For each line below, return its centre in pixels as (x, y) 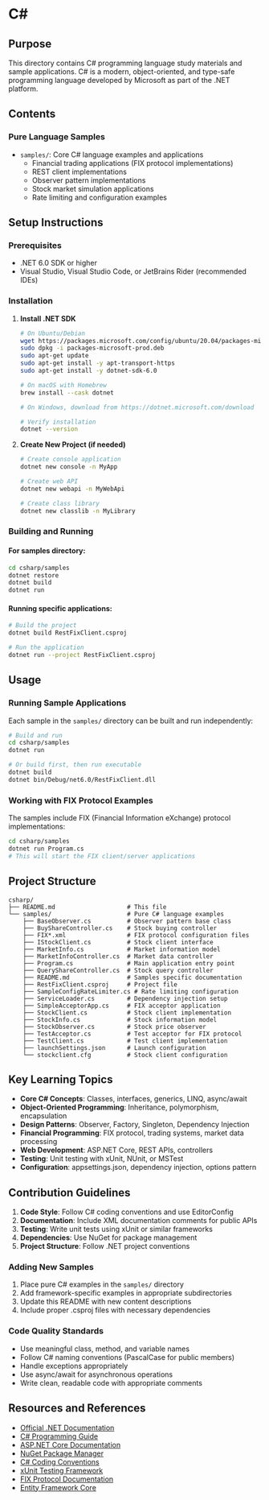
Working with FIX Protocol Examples (81, 800)
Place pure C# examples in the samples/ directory (102, 1284)
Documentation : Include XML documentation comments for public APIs (139, 1221)
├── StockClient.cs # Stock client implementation (127, 1012)
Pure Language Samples (57, 137)
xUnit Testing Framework (61, 1470)
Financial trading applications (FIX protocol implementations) (132, 163)
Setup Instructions (56, 223)
